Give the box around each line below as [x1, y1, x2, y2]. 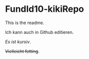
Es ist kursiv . [5, 38, 31, 45]
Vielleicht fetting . [5, 48, 40, 54]
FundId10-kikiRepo [5, 3, 84, 15]
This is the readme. [5, 20, 44, 26]
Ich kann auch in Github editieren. [5, 29, 74, 35]
